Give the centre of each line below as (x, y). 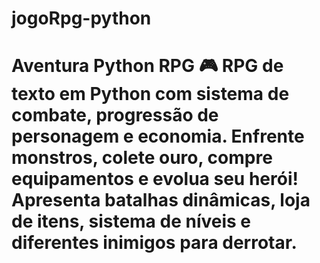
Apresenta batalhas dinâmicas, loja (161, 200)
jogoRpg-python (81, 18)
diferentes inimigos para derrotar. (154, 243)
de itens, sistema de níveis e (131, 221)
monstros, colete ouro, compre (142, 158)
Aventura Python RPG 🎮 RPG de (147, 66)
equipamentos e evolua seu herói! (155, 179)
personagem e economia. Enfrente (158, 136)
